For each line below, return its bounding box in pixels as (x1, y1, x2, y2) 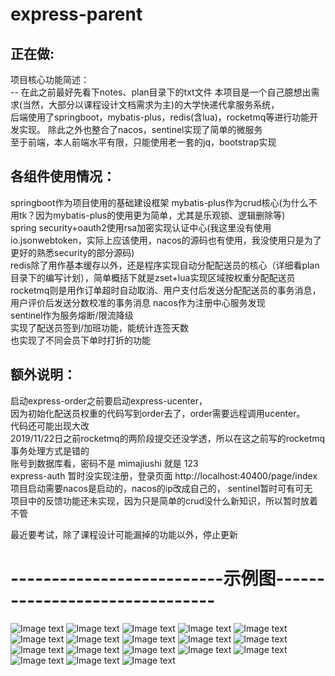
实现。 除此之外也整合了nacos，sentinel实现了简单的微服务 (18, 124, 263, 135)
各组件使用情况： (10, 168, 116, 185)
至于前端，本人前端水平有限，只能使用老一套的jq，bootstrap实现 (10, 136, 277, 148)
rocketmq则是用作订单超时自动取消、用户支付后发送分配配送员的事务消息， (10, 284, 322, 296)
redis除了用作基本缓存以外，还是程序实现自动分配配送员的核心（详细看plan (10, 259, 320, 271)
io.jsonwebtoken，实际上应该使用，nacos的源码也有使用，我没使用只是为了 (10, 234, 322, 246)
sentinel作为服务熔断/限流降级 (10, 309, 134, 321)
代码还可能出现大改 (10, 419, 90, 432)
